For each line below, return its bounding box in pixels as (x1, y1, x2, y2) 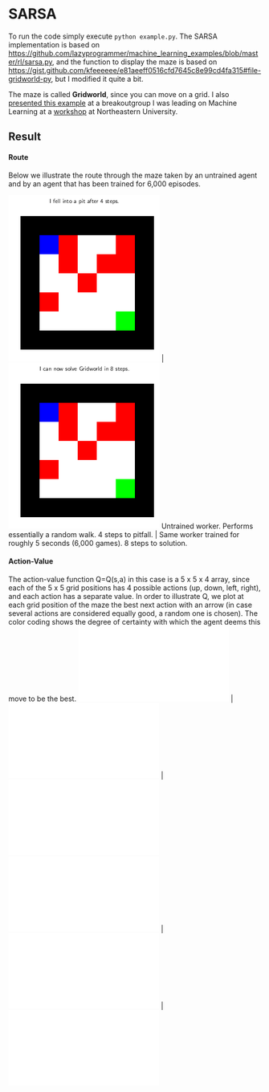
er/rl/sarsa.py (8, 57, 53, 67)
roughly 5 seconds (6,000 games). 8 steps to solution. (8, 538, 188, 548)
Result (8, 130, 42, 144)
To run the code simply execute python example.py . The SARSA (8, 31, 218, 41)
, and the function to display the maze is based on (51, 57, 218, 67)
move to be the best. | (8, 694, 234, 703)
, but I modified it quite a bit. (51, 74, 144, 84)
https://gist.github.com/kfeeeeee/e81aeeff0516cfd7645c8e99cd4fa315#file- (8, 65, 262, 75)
